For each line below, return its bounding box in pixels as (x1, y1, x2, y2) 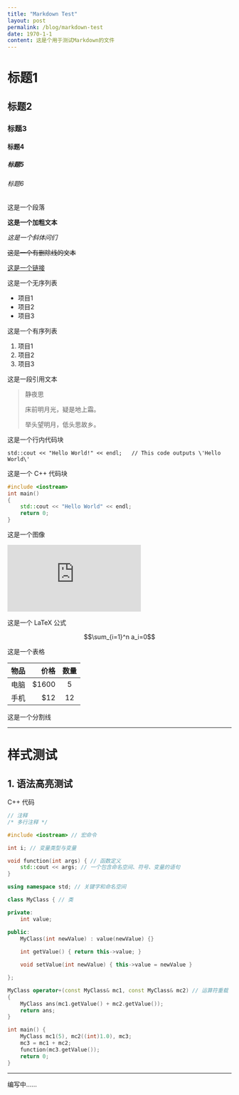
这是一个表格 (7, 648, 45, 656)
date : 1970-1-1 (7, 30, 53, 38)
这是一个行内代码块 (7, 435, 64, 444)
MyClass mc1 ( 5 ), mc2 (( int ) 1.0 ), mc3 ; (20, 1033, 132, 1040)
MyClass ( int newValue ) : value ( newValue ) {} (20, 935, 154, 943)
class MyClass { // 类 (7, 896, 73, 903)
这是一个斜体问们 (7, 233, 58, 242)
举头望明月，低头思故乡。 (24, 420, 100, 428)
